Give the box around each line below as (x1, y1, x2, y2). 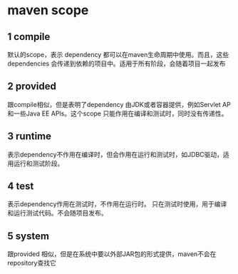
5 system (7, 230, 50, 242)
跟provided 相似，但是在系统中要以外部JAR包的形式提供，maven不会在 (7, 250, 217, 258)
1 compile (7, 31, 51, 43)
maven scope (7, 2, 89, 19)
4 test (7, 181, 34, 193)
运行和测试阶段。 (13, 159, 64, 168)
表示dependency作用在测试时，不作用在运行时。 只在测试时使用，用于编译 (7, 200, 227, 208)
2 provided (7, 81, 57, 93)
